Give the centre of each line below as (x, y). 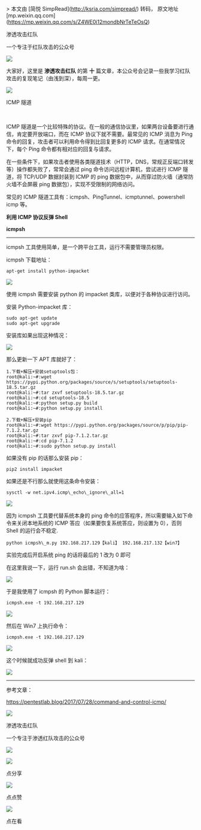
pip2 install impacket (34, 469)
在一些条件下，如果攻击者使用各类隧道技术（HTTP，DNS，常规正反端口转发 (100, 162)
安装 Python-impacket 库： (39, 307)
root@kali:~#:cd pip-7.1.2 (40, 441)
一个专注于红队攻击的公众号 (40, 47)
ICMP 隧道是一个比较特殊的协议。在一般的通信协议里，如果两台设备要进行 (98, 127)
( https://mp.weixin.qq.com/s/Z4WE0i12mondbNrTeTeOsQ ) (78, 22)
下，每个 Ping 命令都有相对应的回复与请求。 (60, 149)
